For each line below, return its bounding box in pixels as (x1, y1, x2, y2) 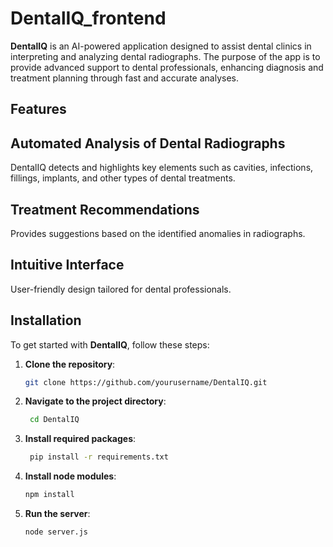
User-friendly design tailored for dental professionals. (10, 283, 232, 295)
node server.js (24, 527, 89, 537)
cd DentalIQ (29, 415, 80, 425)
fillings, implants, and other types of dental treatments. (10, 172, 236, 184)
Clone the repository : (24, 358, 116, 370)
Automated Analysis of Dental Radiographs (10, 135, 286, 152)
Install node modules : (24, 470, 117, 482)
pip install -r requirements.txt (29, 452, 169, 462)
